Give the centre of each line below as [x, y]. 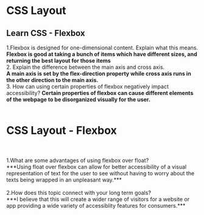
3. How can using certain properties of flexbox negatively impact [88, 86]
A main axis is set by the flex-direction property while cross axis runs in [99, 73]
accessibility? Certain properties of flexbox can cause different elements [100, 93]
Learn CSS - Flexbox [46, 33]
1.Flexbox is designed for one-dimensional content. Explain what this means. [102, 48]
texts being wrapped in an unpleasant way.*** [64, 180]
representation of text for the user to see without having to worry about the [100, 173]
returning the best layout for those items [58, 61]
